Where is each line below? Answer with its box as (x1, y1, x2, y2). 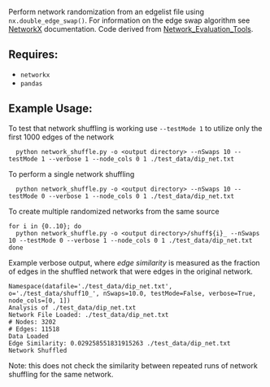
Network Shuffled (8, 346, 67, 354)
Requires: (8, 48, 59, 62)
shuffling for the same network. (8, 369, 114, 379)
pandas (20, 79, 43, 88)
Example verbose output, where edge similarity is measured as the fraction (8, 257, 260, 267)
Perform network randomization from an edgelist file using (8, 7, 205, 16)
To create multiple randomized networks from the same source (8, 206, 220, 216)
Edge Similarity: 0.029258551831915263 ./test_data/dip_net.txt (8, 339, 231, 347)
